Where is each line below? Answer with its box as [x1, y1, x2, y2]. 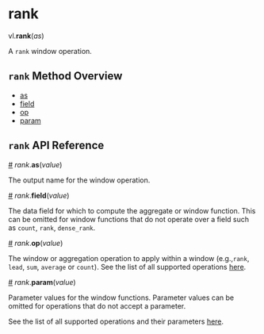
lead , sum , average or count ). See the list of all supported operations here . [8, 262, 247, 271]
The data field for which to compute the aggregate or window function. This [8, 205, 256, 215]
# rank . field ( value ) [8, 190, 70, 200]
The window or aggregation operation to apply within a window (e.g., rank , [8, 253, 250, 263]
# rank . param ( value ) [8, 277, 77, 286]
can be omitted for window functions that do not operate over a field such [8, 214, 250, 224]
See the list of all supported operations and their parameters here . [8, 317, 224, 326]
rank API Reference [8, 139, 105, 152]
